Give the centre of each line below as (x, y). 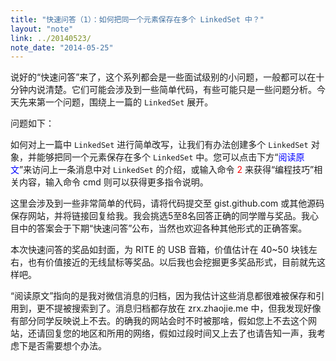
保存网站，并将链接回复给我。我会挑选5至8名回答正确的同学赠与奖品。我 (160, 216)
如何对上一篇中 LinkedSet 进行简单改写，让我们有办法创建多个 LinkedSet (159, 145)
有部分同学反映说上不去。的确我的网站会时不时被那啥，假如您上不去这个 (159, 321)
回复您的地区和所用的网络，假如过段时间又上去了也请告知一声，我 (180, 333)
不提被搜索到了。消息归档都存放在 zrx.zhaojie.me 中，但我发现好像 (183, 308)
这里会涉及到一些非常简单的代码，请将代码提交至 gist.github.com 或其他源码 (167, 203)
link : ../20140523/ (51, 38)
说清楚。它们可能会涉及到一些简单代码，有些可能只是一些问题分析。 (176, 90)
